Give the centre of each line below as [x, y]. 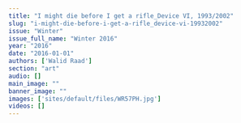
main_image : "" [34, 83]
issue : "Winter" [36, 31]
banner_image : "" [38, 91]
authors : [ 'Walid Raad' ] [50, 61]
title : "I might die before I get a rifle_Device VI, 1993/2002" [121, 16]
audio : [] [25, 76]
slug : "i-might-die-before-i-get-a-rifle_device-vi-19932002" [116, 23]
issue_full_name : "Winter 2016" [63, 38]
